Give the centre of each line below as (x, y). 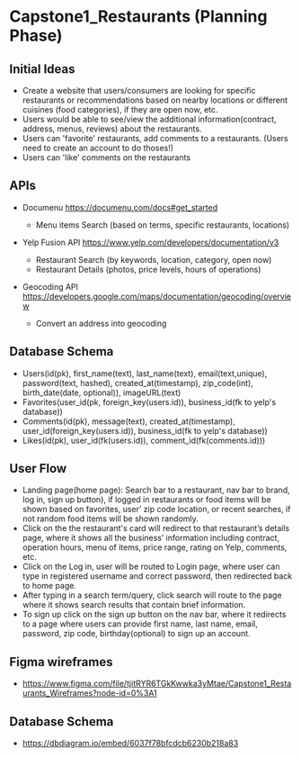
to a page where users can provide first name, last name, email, (140, 624)
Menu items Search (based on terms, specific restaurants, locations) (163, 225)
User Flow (38, 469)
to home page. (49, 586)
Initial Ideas (42, 69)
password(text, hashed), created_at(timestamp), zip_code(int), (137, 383)
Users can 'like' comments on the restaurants (106, 158)
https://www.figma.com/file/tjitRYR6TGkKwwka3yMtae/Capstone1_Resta (157, 684)
